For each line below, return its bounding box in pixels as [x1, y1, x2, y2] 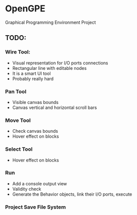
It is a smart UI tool [12, 70, 51, 76]
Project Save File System [5, 204, 66, 211]
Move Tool [5, 117, 31, 124]
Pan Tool [5, 88, 27, 95]
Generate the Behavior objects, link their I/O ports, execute [12, 191, 133, 197]
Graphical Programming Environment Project [5, 19, 96, 25]
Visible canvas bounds [12, 99, 59, 105]
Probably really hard [12, 75, 54, 82]
